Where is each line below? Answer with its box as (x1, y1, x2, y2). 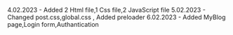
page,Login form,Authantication (7, 21, 100, 28)
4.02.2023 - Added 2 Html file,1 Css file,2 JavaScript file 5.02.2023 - (7, 6, 206, 14)
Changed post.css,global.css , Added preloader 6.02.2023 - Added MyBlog (7, 13, 226, 21)
